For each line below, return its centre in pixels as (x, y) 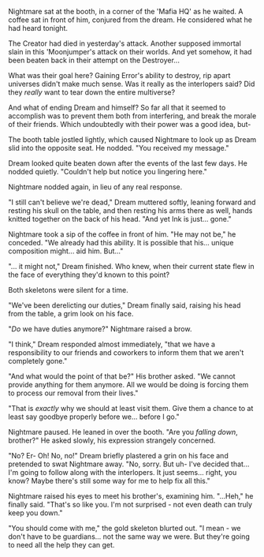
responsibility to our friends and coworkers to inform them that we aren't (126, 353)
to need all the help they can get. (61, 545)
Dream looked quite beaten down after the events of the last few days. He (128, 163)
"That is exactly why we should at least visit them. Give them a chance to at (131, 408)
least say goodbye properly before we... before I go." (94, 417)
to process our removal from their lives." (73, 393)
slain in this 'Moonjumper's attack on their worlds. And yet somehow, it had (130, 52)
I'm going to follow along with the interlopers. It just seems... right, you (123, 472)
